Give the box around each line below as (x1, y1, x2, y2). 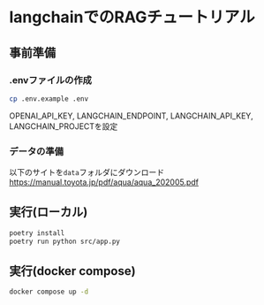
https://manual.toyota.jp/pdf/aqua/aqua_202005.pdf (9, 177, 199, 187)
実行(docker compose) (9, 263, 136, 278)
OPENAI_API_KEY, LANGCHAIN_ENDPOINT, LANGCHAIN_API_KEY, (9, 111, 253, 121)
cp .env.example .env (9, 94, 89, 103)
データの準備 (9, 145, 64, 157)
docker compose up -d (9, 287, 89, 296)
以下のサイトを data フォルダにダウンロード (9, 167, 165, 178)
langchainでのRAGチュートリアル (9, 7, 256, 27)
